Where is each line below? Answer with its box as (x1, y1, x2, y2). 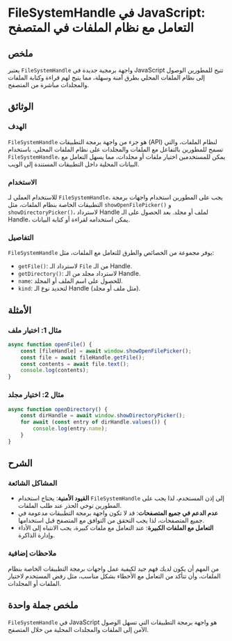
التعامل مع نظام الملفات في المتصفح (8, 20, 194, 36)
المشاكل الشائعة (8, 479, 58, 488)
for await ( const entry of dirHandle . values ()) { (20, 419, 167, 426)
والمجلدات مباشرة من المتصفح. (8, 81, 90, 88)
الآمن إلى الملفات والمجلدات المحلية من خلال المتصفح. (8, 625, 149, 633)
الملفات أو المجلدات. (8, 579, 62, 587)
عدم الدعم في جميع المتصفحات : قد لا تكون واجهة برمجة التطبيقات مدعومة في (17, 509, 218, 517)
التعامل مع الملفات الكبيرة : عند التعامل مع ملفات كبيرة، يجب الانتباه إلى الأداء (17, 524, 214, 532)
